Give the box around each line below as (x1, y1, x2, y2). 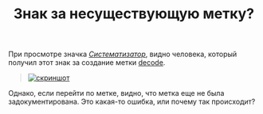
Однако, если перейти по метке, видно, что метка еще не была (8, 89, 225, 98)
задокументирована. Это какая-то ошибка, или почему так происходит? (8, 97, 256, 107)
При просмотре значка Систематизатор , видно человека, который (8, 49, 237, 59)
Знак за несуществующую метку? (13, 5, 255, 23)
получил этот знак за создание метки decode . (8, 58, 166, 67)
